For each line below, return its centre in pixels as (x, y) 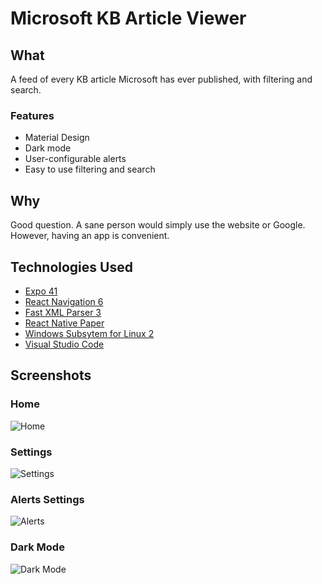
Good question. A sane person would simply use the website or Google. (158, 225)
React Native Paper (64, 323)
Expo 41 (41, 291)
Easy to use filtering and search (90, 169)
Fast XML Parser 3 (63, 312)
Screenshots (51, 375)
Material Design (57, 138)
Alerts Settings (47, 499)
